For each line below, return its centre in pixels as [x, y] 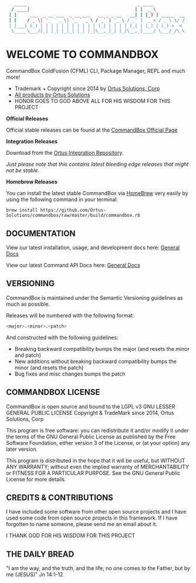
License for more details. [36, 479]
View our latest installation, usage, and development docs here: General [93, 247]
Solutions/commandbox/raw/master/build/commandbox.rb [73, 216]
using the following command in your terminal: [62, 200]
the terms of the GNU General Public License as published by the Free [91, 437]
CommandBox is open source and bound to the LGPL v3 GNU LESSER [91, 406]
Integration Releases [32, 142]
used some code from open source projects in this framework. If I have [92, 518]
